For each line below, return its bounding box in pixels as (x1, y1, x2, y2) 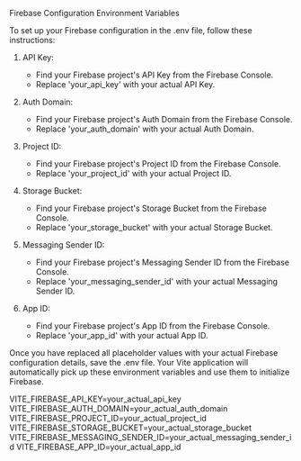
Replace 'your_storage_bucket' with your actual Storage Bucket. (35, 222, 273, 232)
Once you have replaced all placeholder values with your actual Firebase (9, 348, 279, 358)
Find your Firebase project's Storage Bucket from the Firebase (35, 203, 267, 213)
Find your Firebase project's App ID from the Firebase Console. (35, 321, 270, 331)
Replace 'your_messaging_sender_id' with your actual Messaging (35, 276, 279, 286)
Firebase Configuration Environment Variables (9, 8, 180, 18)
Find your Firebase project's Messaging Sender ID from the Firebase (35, 257, 290, 267)
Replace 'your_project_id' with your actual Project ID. (35, 168, 232, 178)
